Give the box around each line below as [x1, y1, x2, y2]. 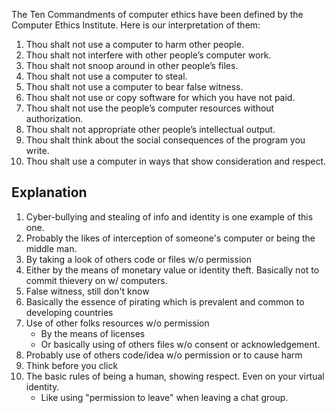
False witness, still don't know [25, 285, 150, 297]
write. [25, 145, 50, 156]
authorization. [25, 113, 84, 124]
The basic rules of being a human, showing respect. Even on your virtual [25, 370, 325, 382]
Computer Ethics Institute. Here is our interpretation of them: [11, 19, 261, 31]
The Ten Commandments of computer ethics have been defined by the [11, 9, 304, 20]
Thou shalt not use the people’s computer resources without [25, 102, 275, 114]
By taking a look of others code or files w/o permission [25, 253, 252, 265]
